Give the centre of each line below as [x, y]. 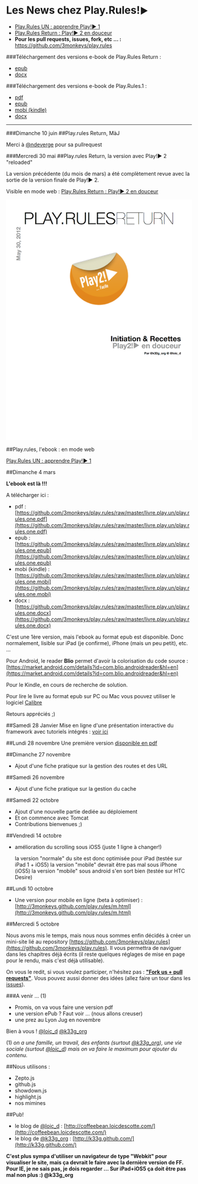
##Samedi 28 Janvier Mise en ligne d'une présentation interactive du [90, 725]
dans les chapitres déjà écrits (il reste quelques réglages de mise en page [96, 954]
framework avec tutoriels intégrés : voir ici [57, 732]
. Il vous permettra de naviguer [144, 948]
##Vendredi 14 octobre [34, 836]
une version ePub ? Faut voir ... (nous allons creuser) [79, 1014]
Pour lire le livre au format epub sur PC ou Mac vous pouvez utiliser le [91, 696]
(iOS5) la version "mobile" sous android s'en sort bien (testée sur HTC [100, 871]
